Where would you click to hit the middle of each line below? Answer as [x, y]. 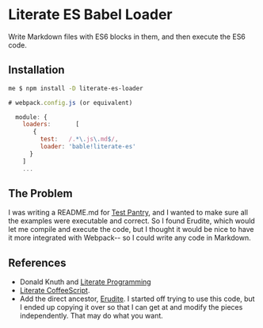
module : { [31, 117]
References [37, 262]
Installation [36, 70]
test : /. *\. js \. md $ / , [79, 139]
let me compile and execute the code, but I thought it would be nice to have [131, 230]
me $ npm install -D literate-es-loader [76, 88]
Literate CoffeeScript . [55, 291]
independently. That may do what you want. [91, 316]
